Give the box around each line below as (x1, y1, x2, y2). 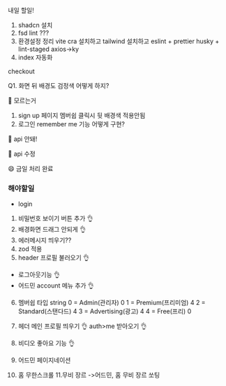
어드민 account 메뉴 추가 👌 (17, 281, 95, 290)
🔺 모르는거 (8, 96, 37, 105)
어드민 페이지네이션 (17, 356, 71, 364)
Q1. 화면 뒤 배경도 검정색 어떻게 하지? (8, 82, 110, 89)
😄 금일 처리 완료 (8, 165, 54, 172)
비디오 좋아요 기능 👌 (17, 339, 75, 348)
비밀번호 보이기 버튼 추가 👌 (17, 214, 93, 223)
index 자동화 (17, 53, 53, 61)
